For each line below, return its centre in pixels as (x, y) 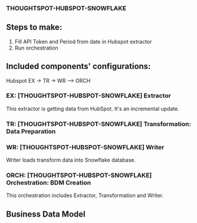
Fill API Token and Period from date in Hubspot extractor (83, 41)
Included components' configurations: (78, 66)
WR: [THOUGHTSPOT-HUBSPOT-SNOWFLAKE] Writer (85, 147)
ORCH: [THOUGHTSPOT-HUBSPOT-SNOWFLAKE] (79, 175)
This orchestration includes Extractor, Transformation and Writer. (85, 195)
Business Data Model (46, 214)
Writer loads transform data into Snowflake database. (71, 160)
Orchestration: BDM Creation (49, 182)
